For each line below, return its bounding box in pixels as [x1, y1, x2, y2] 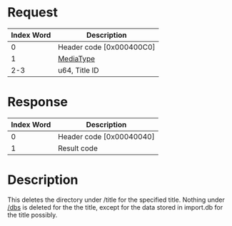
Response [7, 94, 69, 111]
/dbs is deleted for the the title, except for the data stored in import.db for [7, 202, 223, 211]
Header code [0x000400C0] [58, 42, 156, 52]
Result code [58, 143, 98, 153]
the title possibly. [7, 210, 58, 219]
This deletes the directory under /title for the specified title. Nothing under [7, 195, 225, 204]
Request [7, 4, 59, 21]
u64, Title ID [58, 65, 99, 75]
